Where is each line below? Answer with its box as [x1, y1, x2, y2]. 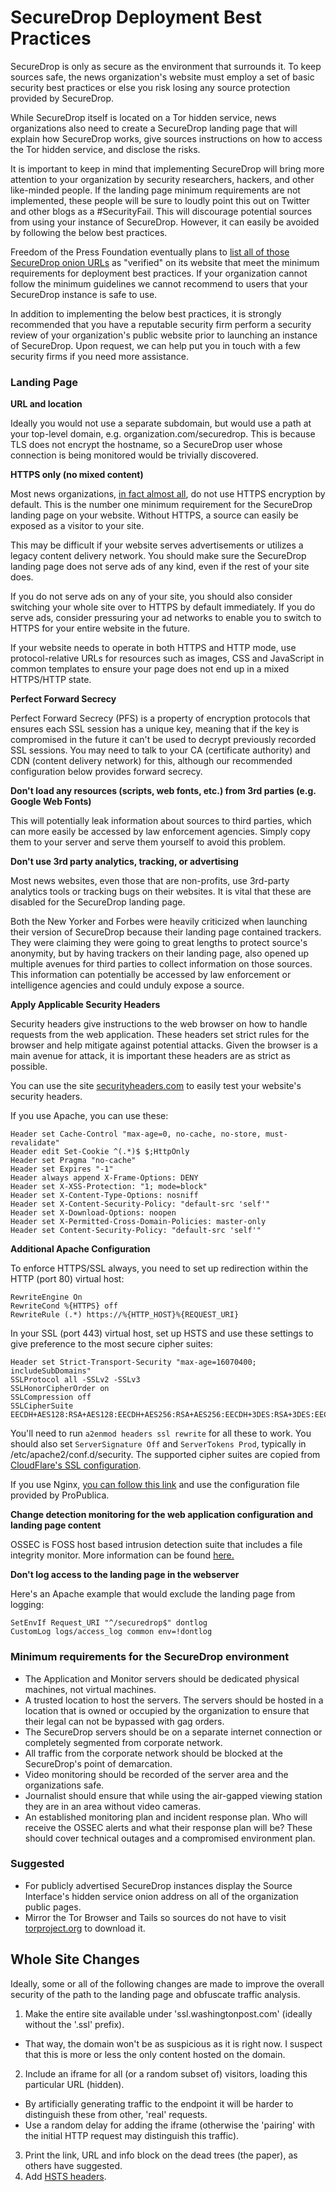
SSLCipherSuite [10, 1401, 74, 1411]
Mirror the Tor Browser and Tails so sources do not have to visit [24, 1911, 287, 1923]
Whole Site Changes [10, 1951, 140, 1968]
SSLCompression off [10, 1392, 92, 1403]
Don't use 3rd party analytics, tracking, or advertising [10, 856, 239, 868]
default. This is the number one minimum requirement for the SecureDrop [10, 499, 313, 511]
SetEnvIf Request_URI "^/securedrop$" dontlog [10, 1618, 208, 1628]
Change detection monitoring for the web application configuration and [10, 1509, 313, 1521]
